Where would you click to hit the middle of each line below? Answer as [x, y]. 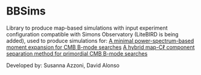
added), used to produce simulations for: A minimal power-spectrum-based [100, 41]
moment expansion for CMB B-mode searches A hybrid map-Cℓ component [101, 47]
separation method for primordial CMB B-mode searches [77, 53]
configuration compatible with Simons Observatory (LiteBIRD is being [93, 34]
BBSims [26, 11]
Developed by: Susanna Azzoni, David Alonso [63, 65]
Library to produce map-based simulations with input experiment [87, 28]
